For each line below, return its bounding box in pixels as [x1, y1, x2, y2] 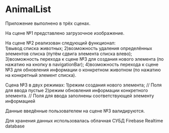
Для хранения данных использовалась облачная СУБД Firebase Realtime [5, 117, 163, 123]
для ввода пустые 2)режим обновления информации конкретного [5, 87, 148, 93]
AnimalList [5, 4, 51, 15]
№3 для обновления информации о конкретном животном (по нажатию [5, 67, 161, 73]
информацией [5, 98, 35, 104]
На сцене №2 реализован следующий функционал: [5, 39, 116, 46]
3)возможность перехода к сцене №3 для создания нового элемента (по [5, 56, 164, 62]
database [5, 123, 25, 129]
